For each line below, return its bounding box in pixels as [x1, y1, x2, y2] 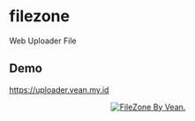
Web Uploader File [9, 35, 77, 46]
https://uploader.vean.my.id [9, 84, 109, 95]
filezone [9, 6, 71, 26]
